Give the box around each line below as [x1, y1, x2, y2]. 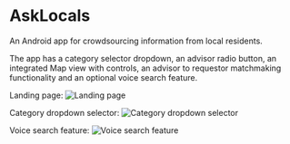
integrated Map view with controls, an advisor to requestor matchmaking [9, 62, 282, 73]
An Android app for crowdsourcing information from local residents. [9, 35, 264, 46]
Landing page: [9, 90, 64, 101]
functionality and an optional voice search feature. [9, 72, 198, 82]
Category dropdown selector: [9, 107, 120, 118]
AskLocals [9, 5, 91, 26]
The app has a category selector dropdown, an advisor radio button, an [9, 53, 277, 63]
